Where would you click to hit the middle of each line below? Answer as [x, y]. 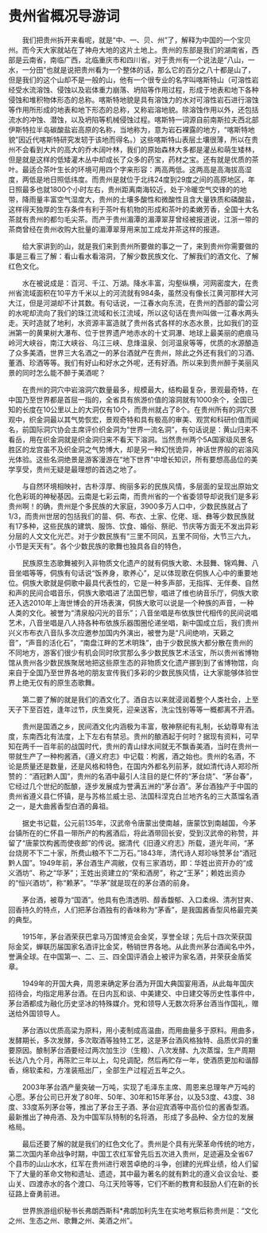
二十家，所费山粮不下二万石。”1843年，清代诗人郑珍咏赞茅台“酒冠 [149, 853]
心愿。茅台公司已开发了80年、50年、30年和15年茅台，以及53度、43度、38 [132, 1097]
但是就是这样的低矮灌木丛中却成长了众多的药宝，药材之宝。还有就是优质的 [130, 159]
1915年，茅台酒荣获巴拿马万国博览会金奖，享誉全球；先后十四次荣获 [133, 937]
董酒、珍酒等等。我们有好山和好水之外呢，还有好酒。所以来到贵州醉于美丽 [130, 363]
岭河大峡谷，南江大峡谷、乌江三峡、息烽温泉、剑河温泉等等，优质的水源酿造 [133, 343]
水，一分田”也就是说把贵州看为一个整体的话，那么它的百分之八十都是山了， [132, 69]
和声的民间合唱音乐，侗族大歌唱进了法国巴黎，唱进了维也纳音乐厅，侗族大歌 [133, 593]
